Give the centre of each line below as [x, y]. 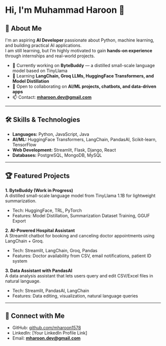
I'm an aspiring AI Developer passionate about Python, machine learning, [80, 40]
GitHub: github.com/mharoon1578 [47, 328]
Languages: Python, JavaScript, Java [51, 134]
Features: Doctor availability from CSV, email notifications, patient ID [82, 256]
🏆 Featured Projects [38, 176]
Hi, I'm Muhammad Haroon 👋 [65, 10]
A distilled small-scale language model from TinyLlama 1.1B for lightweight [80, 195]
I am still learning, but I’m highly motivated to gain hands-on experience [79, 51]
